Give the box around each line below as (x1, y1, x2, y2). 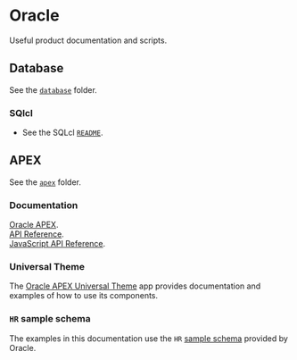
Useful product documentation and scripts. (9, 35, 168, 46)
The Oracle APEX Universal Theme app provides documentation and (9, 280, 261, 291)
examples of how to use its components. (9, 290, 159, 301)
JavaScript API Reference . (9, 239, 106, 249)
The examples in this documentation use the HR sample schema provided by (9, 332, 288, 344)
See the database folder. (9, 84, 98, 95)
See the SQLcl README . (21, 127, 103, 138)
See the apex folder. (9, 176, 82, 188)
